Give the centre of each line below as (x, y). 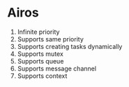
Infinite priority (38, 32)
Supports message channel (56, 68)
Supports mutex (40, 54)
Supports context (42, 76)
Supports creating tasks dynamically (70, 46)
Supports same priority (50, 39)
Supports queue (40, 61)
